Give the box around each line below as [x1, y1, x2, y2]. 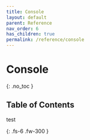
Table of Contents [6, 100, 75, 110]
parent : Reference [6, 20, 52, 26]
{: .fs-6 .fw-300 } [6, 127, 49, 135]
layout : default [6, 14, 47, 20]
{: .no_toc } [6, 82, 34, 90]
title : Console [6, 8, 44, 15]
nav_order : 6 [6, 25, 39, 32]
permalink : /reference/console [6, 37, 85, 43]
